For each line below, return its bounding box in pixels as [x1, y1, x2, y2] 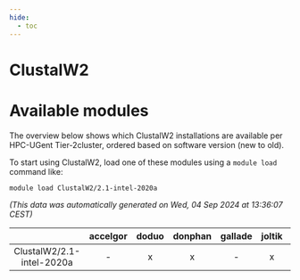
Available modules [9, 100, 149, 120]
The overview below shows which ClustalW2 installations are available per [9, 130, 283, 141]
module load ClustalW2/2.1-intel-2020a [9, 184, 158, 193]
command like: [9, 166, 63, 177]
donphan [172, 229, 212, 242]
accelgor [88, 229, 128, 242]
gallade [220, 229, 253, 242]
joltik [261, 229, 283, 242]
